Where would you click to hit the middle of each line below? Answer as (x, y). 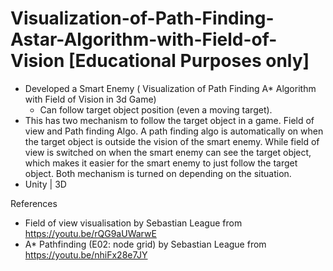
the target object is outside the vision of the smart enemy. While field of (172, 141)
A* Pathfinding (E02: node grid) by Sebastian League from (145, 244)
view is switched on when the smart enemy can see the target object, (168, 152)
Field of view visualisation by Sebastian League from (133, 223)
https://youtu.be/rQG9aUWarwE (90, 233)
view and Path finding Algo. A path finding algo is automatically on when (174, 131)
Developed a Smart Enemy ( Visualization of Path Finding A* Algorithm (170, 88)
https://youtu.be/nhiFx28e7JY (86, 254)
